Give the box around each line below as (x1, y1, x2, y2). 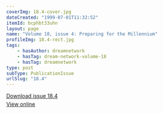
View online (6, 100, 36, 108)
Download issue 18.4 (6, 93, 58, 100)
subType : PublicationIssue (6, 70, 74, 76)
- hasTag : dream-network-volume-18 (17, 53, 107, 60)
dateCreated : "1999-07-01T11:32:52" (6, 14, 98, 20)
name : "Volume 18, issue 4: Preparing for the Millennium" (6, 31, 158, 37)
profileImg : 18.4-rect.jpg (6, 37, 74, 43)
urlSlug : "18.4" (6, 76, 47, 82)
